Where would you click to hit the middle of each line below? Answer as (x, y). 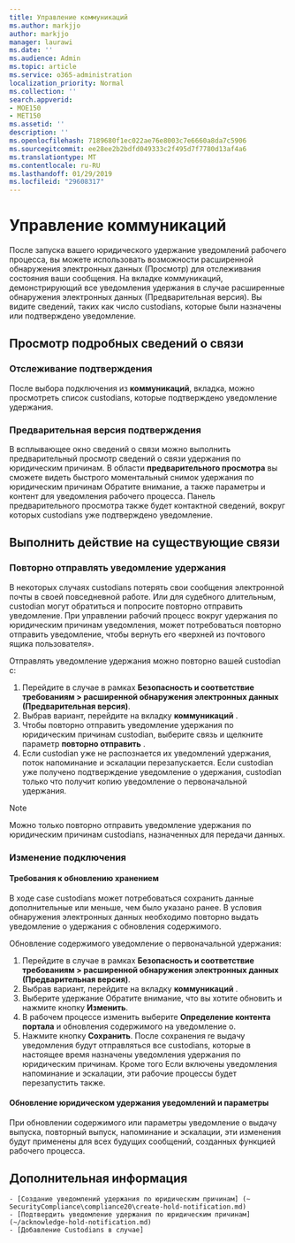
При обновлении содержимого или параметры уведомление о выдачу (143, 1123)
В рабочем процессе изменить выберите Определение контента (146, 1017)
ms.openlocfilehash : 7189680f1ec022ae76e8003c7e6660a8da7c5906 (128, 141)
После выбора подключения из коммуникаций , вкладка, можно (132, 388)
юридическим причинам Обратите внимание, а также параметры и (137, 487)
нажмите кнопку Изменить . (75, 1007)
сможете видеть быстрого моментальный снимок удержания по (132, 478)
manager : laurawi (41, 42)
